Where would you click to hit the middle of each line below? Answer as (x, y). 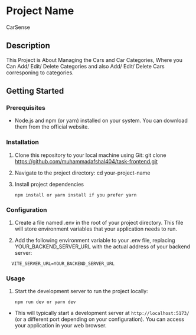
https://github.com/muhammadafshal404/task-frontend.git (86, 161)
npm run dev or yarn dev (45, 302)
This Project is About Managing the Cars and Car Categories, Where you (94, 60)
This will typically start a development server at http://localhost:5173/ (102, 313)
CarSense (18, 27)
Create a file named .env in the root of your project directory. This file (99, 223)
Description (28, 46)
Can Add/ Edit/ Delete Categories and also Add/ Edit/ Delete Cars (85, 66)
